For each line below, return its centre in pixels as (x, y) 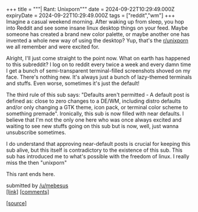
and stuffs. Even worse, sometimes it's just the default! (73, 83)
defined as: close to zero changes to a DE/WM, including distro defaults (94, 101)
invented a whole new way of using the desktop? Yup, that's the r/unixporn (97, 40)
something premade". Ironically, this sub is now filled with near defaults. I (95, 113)
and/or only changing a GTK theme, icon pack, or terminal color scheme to (97, 107)
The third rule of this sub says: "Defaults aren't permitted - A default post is (98, 95)
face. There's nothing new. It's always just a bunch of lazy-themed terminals (99, 77)
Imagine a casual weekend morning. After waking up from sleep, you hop (95, 22)
